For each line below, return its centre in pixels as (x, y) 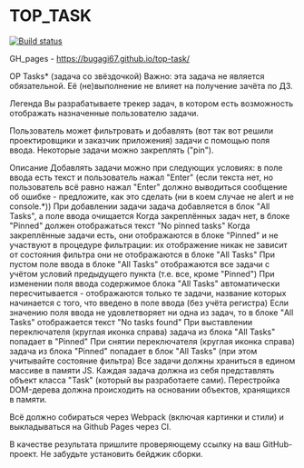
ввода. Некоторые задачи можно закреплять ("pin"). (112, 150)
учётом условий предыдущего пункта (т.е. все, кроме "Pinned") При (142, 274)
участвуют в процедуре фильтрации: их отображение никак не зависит (148, 244)
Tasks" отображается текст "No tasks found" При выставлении (131, 322)
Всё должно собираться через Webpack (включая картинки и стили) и (147, 417)
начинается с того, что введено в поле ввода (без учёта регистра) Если (149, 303)
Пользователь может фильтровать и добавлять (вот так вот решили (142, 130)
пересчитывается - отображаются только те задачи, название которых (148, 293)
